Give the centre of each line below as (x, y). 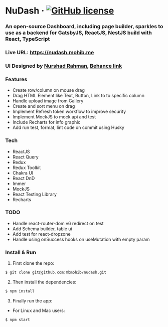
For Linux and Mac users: (39, 310)
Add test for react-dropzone (42, 234)
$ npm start (18, 319)
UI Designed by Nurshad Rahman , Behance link (64, 66)
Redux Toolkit (27, 168)
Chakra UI (23, 173)
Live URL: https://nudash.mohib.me (50, 53)
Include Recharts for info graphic (46, 122)
